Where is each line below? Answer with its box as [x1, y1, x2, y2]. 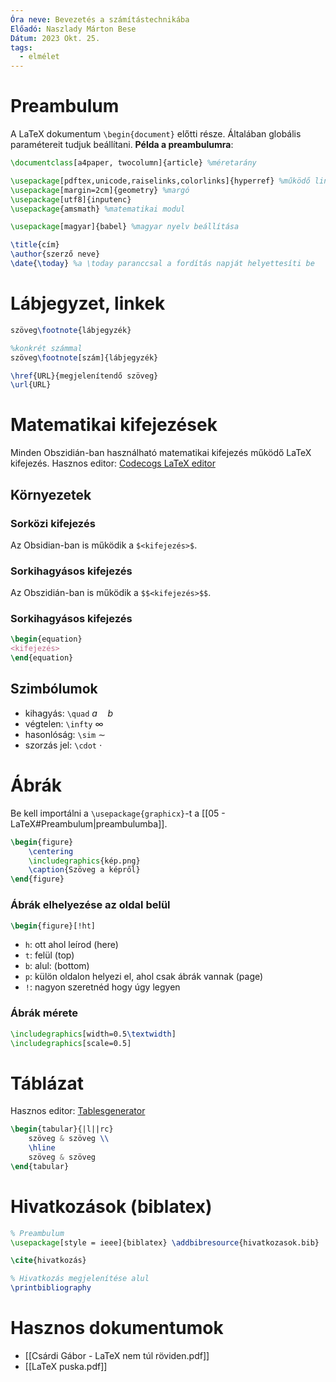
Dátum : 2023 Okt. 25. [10, 33, 101, 43]
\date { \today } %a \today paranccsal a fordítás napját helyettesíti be [10, 259, 315, 269]
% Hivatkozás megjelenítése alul [10, 1274, 150, 1284]
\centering [28, 846, 74, 856]
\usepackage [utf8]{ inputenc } [10, 194, 132, 205]
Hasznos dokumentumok [10, 1317, 224, 1340]
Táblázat [10, 1072, 84, 1095]
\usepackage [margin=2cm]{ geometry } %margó [10, 185, 190, 195]
